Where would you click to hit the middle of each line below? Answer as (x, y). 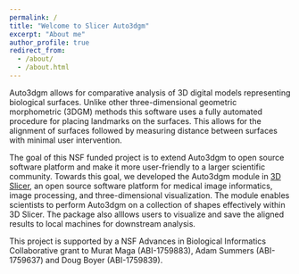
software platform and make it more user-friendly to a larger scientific (137, 167)
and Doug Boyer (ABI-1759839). (104, 260)
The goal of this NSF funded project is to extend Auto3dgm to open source (147, 157)
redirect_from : (37, 51)
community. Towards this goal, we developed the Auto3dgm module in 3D (145, 176)
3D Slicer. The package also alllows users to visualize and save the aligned (147, 214)
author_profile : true (50, 42)
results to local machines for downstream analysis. (103, 223)
